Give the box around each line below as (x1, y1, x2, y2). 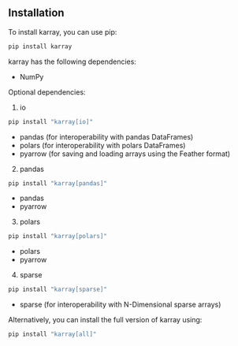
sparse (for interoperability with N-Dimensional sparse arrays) (19, 299, 221, 310)
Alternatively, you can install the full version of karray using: (8, 315, 203, 325)
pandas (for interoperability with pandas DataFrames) (19, 132, 194, 141)
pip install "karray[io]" (8, 117, 93, 125)
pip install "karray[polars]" (8, 233, 108, 240)
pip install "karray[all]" (8, 330, 97, 338)
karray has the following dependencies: (8, 57, 136, 66)
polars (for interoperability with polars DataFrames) (19, 140, 186, 150)
